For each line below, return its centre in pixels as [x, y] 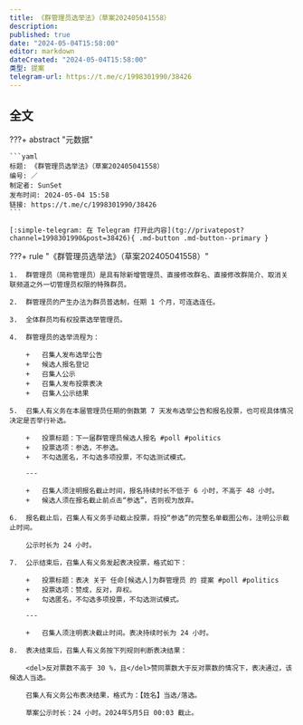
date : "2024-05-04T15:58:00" [64, 43]
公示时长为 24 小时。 [61, 545]
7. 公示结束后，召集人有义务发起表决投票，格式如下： [99, 563]
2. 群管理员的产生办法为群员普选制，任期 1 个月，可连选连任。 [114, 302]
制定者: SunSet [36, 185]
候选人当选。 [30, 677]
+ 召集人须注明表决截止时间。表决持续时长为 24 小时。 [119, 633]
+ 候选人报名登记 [57, 364]
